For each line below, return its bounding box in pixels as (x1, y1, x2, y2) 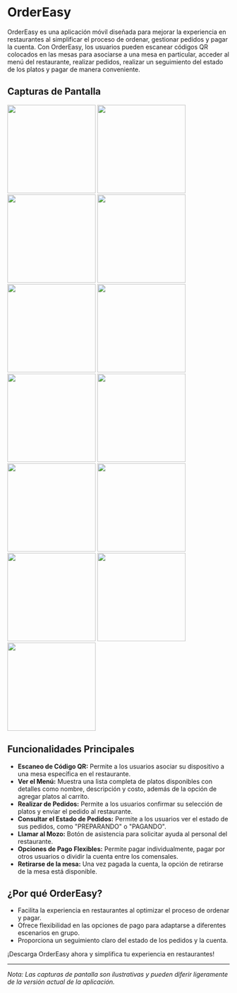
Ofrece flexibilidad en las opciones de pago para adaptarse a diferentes (17, 921, 226, 929)
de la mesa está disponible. (17, 867, 97, 876)
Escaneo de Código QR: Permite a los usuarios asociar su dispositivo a (17, 762, 224, 771)
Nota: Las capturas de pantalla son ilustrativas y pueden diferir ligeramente (7, 970, 229, 979)
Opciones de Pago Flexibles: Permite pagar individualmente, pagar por (17, 845, 226, 853)
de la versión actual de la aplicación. (7, 977, 115, 986)
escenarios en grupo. (17, 929, 80, 937)
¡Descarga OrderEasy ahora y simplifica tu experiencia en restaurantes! (7, 950, 215, 958)
